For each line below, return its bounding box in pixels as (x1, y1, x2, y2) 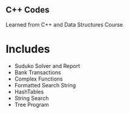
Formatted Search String (14, 81, 76, 89)
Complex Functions (14, 75, 63, 82)
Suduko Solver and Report (14, 62, 81, 69)
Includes (5, 42, 50, 56)
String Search (14, 94, 49, 102)
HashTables (14, 88, 44, 95)
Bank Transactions (14, 69, 61, 76)
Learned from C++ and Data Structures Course (5, 21, 124, 28)
